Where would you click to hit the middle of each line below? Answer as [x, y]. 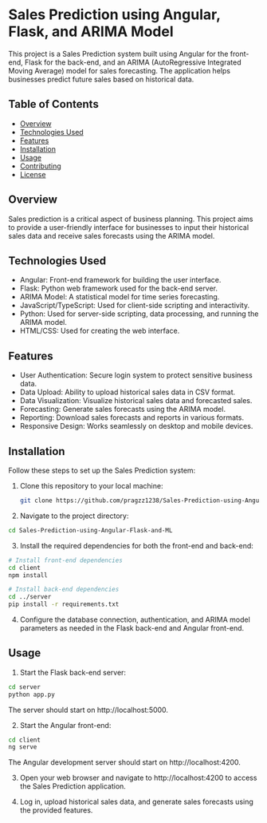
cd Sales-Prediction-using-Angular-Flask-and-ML [90, 530]
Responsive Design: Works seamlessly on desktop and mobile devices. [136, 426]
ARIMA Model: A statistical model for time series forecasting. [120, 297]
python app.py [32, 694]
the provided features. [56, 810]
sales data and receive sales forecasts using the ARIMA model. [112, 235]
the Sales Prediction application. [73, 786]
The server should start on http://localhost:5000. [88, 710]
